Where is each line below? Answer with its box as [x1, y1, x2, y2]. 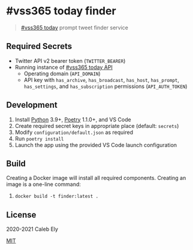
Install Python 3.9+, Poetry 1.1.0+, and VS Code [14, 115, 131, 123]
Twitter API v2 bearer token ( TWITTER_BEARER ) [14, 57, 126, 64]
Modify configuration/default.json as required [14, 129, 134, 136]
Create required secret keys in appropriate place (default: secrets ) [14, 122, 179, 129]
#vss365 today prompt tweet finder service [20, 24, 129, 31]
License [6, 209, 37, 219]
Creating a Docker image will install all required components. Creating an [6, 175, 186, 182]
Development [6, 100, 58, 110]
